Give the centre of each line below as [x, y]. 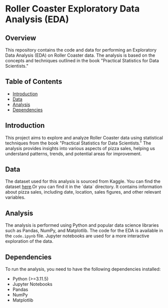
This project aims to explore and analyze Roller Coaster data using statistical [84, 137]
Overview [21, 38]
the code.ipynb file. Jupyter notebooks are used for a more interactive [77, 236]
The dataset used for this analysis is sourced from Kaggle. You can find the [83, 182]
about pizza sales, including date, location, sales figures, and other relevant [83, 192]
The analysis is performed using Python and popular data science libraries [82, 225]
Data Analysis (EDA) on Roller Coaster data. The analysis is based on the [80, 55]
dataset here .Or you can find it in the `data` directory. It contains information [84, 187]
